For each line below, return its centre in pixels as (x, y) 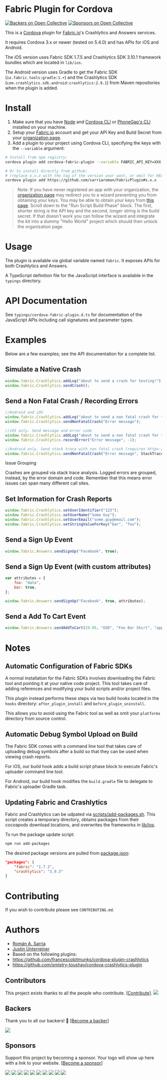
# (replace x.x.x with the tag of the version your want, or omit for (80, 176)
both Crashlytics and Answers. (37, 266)
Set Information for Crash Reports (59, 499)
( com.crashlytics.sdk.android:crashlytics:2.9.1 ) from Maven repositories (83, 83)
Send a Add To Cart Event (45, 617)
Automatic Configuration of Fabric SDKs (69, 666)
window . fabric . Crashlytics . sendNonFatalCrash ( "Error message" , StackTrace (84, 454)
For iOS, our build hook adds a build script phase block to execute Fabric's (82, 767)
